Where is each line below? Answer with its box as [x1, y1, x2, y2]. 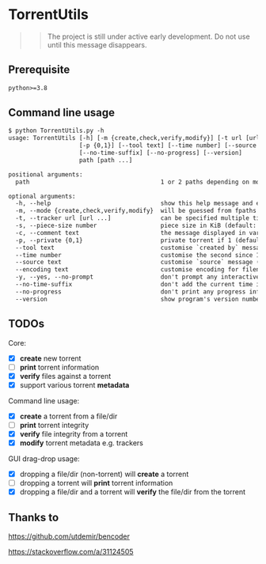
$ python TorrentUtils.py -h [8, 127, 104, 135]
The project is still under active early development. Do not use [47, 32, 251, 41]
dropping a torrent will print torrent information [19, 479, 173, 488]
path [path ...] [78, 156, 133, 164]
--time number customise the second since [15, 251, 253, 259]
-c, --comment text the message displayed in [15, 229, 246, 237]
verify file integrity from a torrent [19, 429, 128, 438]
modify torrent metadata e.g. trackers [19, 437, 144, 448]
